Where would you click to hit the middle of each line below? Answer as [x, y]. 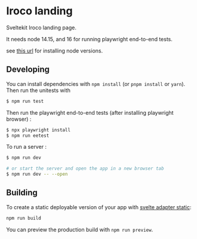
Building [22, 193]
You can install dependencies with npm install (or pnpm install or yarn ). [96, 84]
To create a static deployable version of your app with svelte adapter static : [99, 207]
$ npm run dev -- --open [37, 174]
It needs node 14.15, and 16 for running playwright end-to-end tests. [90, 39]
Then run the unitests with [38, 90]
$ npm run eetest [28, 136]
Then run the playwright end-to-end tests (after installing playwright [90, 112]
